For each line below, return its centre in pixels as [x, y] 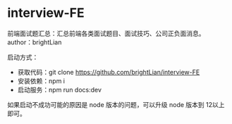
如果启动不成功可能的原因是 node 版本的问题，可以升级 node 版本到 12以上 [116, 104]
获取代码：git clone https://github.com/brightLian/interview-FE [109, 72]
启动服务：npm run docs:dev [60, 89]
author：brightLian [35, 42]
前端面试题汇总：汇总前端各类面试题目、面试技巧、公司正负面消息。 [106, 33]
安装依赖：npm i [41, 81]
